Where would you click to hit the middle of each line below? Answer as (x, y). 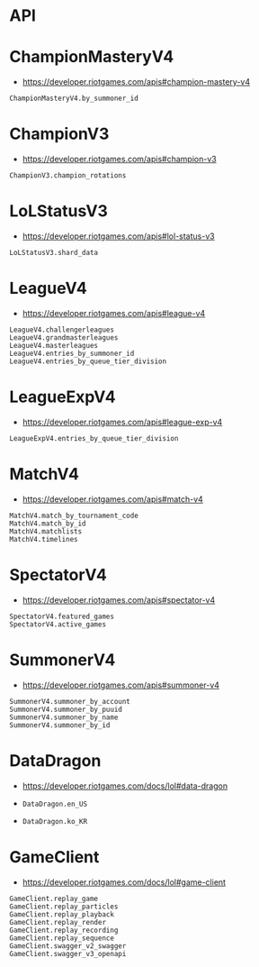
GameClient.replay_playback (62, 914)
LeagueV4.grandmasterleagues (64, 338)
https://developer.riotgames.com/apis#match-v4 (113, 499)
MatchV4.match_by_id (48, 524)
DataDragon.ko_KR (55, 821)
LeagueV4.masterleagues (54, 345)
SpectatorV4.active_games (58, 624)
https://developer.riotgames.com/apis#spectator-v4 (119, 599)
